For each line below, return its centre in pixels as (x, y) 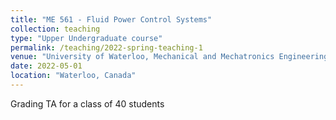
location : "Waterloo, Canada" (73, 76)
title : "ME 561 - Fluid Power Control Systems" (111, 19)
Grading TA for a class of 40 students (87, 103)
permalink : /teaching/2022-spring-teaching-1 (106, 47)
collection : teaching (55, 29)
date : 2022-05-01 (46, 66)
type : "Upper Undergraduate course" (86, 38)
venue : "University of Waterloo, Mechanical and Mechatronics (142, 57)
